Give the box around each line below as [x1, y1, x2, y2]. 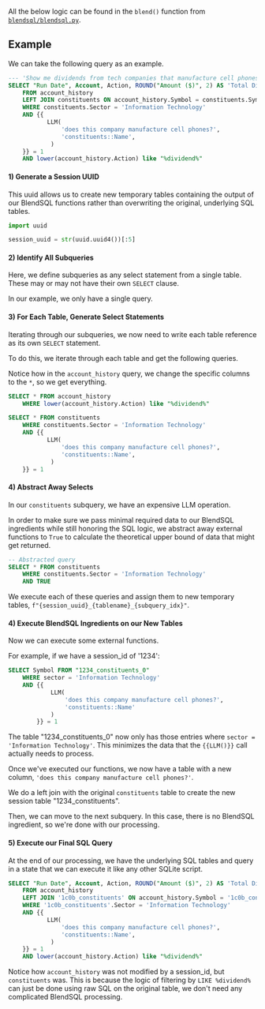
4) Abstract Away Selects [8, 482, 94, 492]
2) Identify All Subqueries [8, 253, 95, 262]
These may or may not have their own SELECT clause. [8, 279, 180, 288]
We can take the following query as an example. [8, 58, 164, 68]
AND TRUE [22, 578, 51, 586]
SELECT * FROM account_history [8, 392, 111, 400]
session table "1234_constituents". [8, 797, 121, 806]
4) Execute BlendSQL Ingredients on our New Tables [8, 618, 183, 628]
